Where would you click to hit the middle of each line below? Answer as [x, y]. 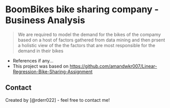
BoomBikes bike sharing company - [82, 9]
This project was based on [41, 66]
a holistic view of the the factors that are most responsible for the [87, 45]
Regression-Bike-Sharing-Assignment [53, 71]
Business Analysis [45, 20]
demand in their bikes [41, 51]
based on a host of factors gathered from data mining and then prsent [91, 40]
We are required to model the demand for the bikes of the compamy [89, 34]
